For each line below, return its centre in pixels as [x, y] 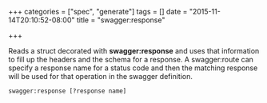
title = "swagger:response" [121, 20]
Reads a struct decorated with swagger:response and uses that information [134, 51]
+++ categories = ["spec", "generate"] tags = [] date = [98, 12]
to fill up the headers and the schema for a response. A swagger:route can [131, 59]
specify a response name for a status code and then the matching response [133, 68]
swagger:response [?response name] [68, 91]
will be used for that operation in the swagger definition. [101, 76]
